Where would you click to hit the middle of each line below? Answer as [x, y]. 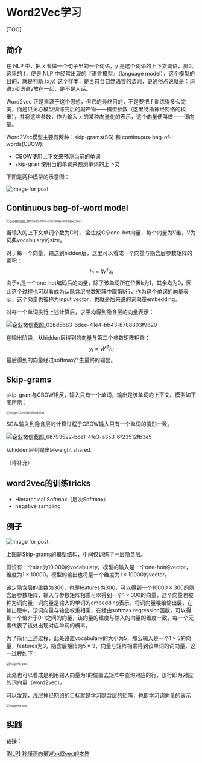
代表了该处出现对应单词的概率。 [51, 625]
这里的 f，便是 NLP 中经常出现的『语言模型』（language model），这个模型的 [101, 73]
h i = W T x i [101, 271]
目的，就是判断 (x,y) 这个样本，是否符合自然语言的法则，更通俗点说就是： [98, 81]
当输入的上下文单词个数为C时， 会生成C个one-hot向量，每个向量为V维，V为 [101, 232]
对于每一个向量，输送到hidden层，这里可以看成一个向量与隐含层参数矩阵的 [99, 253]
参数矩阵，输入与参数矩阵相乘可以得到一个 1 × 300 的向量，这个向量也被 [105, 595]
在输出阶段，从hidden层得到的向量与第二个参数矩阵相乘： [78, 337]
